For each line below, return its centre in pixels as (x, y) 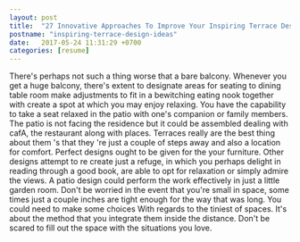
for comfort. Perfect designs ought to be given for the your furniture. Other (146, 152)
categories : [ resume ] (50, 51)
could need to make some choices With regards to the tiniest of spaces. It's (148, 209)
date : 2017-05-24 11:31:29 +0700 (75, 42)
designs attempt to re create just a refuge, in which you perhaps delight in (145, 162)
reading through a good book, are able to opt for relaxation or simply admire (149, 171)
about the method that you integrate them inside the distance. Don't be (140, 219)
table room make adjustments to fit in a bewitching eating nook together (142, 96)
